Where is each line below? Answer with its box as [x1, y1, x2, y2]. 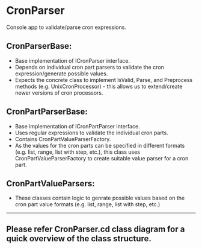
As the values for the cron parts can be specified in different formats [14, 142, 185, 149]
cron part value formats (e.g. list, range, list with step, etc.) [14, 201, 161, 208]
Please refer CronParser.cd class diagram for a [6, 224, 185, 234]
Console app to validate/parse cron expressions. [6, 24, 126, 31]
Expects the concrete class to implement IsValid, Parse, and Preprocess [14, 76, 193, 83]
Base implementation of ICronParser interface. [14, 57, 130, 64]
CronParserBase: [6, 41, 72, 51]
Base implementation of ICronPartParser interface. [14, 122, 140, 130]
